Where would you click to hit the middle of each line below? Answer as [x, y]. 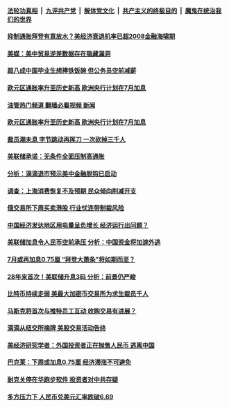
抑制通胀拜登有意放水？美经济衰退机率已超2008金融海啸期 [91, 36]
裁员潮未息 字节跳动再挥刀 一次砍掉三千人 [67, 139]
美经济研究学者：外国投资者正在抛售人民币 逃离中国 [81, 345]
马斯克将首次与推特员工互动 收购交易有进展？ [72, 311]
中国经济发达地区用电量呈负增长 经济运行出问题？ [78, 225]
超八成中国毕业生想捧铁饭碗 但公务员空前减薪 [72, 71]
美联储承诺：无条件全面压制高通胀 [56, 157]
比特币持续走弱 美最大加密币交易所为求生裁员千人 [78, 294]
